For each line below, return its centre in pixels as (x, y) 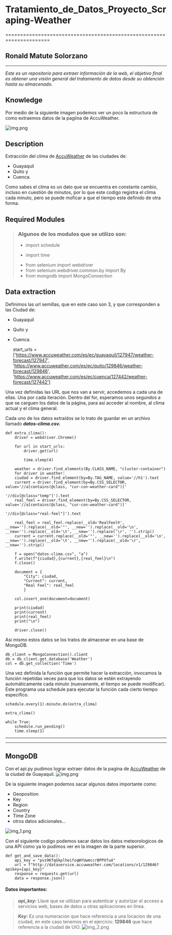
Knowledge (24, 100)
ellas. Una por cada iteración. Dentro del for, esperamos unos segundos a (83, 397)
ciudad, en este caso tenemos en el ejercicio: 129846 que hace (85, 921)
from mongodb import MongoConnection (69, 276)
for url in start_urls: (40, 447)
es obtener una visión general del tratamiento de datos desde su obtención (85, 78)
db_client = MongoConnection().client (47, 654)
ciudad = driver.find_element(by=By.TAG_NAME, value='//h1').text (87, 478)
